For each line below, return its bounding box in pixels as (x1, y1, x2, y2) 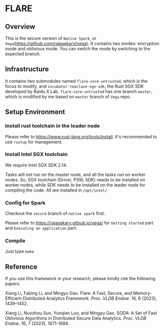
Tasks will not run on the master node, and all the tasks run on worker (5, 172, 146, 177)
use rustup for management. (5, 139, 63, 145)
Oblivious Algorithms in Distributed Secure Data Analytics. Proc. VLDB (5, 315, 147, 321)
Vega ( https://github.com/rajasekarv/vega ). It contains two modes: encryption (5, 41, 160, 46)
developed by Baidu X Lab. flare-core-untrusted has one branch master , (5, 88, 153, 94)
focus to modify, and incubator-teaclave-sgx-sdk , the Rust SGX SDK (5, 83, 144, 89)
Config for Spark (5, 199, 46, 206)
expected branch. (5, 51, 41, 57)
